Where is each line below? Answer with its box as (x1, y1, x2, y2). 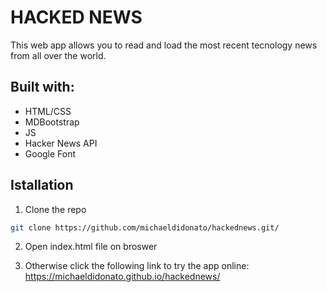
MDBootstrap (24, 116, 80, 128)
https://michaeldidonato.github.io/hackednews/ (24, 271, 221, 283)
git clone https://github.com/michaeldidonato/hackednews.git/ (10, 222, 280, 233)
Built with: (10, 79, 75, 96)
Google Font (24, 147, 77, 160)
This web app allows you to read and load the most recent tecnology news (10, 39, 318, 51)
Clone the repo (24, 203, 87, 215)
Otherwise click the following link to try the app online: (24, 260, 250, 272)
